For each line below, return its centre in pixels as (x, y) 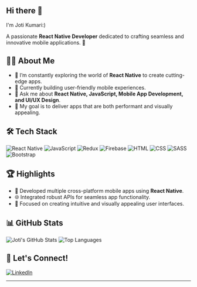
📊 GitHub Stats (35, 223)
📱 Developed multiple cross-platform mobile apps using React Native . (99, 191)
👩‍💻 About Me (30, 61)
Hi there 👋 (24, 11)
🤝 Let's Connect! (37, 258)
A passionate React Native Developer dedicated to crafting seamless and (95, 36)
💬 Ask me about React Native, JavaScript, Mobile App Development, (99, 94)
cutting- (175, 75)
